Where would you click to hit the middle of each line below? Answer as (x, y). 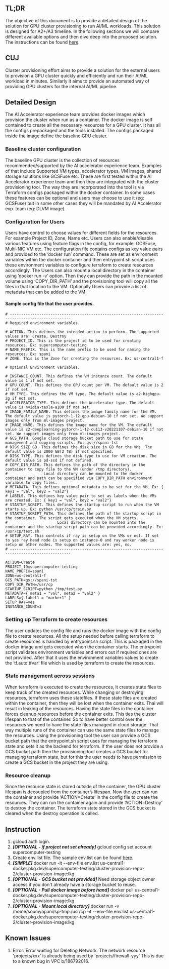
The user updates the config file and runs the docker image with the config (83, 631)
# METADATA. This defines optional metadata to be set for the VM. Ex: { (84, 487)
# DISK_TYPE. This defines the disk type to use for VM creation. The (81, 456)
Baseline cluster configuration (43, 149)
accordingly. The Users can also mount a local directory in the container (80, 270)
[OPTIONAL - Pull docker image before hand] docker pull (73, 890)
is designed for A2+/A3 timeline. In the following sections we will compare (82, 31)
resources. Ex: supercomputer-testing (46, 345)
